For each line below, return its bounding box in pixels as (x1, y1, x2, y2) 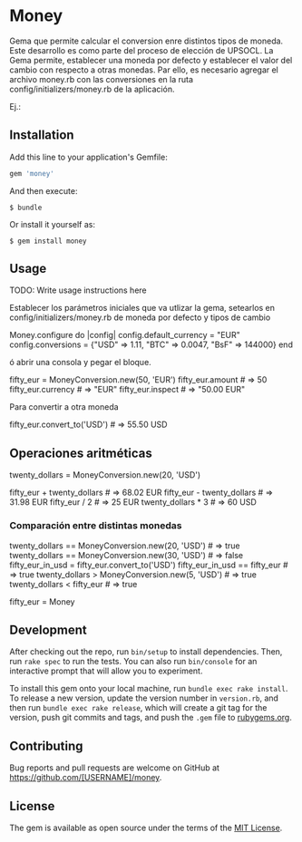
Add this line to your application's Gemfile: (9, 151, 168, 162)
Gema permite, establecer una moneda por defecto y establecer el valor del (9, 54, 293, 65)
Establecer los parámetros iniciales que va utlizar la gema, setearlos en (9, 303, 275, 314)
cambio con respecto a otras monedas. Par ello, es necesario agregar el (9, 64, 279, 75)
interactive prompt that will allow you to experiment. (9, 665, 203, 676)
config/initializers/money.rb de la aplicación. (9, 83, 175, 94)
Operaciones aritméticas (9, 445, 152, 460)
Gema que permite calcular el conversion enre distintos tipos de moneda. (9, 35, 284, 46)
